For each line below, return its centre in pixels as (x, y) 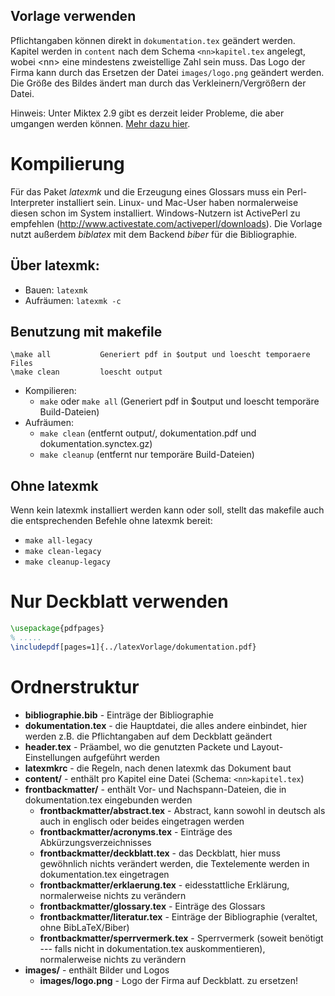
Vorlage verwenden (73, 16)
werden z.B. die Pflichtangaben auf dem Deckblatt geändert (148, 736)
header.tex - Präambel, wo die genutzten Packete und (137, 746)
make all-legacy (58, 541)
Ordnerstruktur (75, 686)
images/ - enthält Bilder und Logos (97, 970)
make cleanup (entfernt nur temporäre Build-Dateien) (147, 455)
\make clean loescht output (86, 372)
